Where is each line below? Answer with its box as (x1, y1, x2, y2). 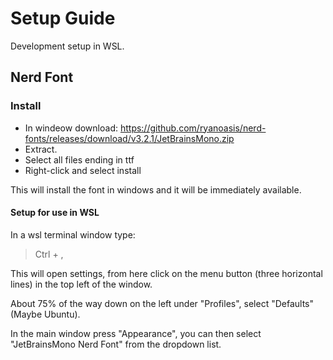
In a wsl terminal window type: (10, 228, 136, 241)
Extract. (24, 143, 58, 155)
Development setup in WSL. (10, 40, 125, 52)
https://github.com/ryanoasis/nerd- (119, 122, 267, 134)
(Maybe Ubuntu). (10, 308, 81, 320)
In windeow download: (24, 122, 118, 134)
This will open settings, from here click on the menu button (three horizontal (10, 267, 323, 279)
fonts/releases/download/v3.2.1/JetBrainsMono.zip (24, 132, 235, 144)
